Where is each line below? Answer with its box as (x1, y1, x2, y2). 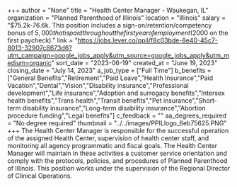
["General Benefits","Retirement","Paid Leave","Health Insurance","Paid (7, 74, 214, 82)
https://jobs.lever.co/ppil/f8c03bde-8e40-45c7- (77, 36, 218, 45)
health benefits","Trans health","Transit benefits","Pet (7, 96, 162, 105)
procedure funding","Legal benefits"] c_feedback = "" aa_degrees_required (7, 111, 227, 120)
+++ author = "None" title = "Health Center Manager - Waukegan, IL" (7, 6, 209, 14)
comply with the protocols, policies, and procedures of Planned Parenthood (7, 157, 228, 165)
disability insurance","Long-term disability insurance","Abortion (22, 104, 207, 112)
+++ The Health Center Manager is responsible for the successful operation (7, 127, 229, 135)
